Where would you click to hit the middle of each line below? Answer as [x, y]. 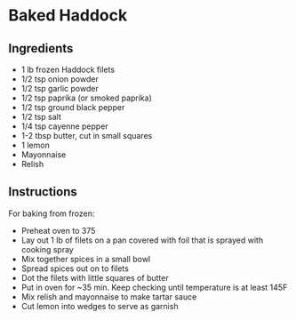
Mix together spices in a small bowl [86, 259]
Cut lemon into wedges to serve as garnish [100, 306]
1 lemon [35, 145]
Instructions [43, 192]
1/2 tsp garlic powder [60, 88]
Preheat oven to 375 [58, 230]
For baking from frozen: [52, 213]
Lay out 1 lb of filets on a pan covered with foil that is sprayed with [142, 240]
